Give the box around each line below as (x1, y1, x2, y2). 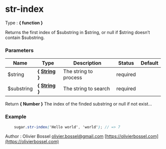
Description (73, 60, 102, 67)
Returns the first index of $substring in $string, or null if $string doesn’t (5, 29, 150, 35)
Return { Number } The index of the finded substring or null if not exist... (5, 101, 152, 107)
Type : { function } (5, 20, 43, 26)
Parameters (5, 47, 34, 54)
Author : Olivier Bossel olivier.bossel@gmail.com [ (5, 133, 107, 139)
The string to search (63, 85, 110, 92)
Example (5, 113, 27, 120)
